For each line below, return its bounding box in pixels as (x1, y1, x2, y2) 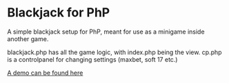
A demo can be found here (7, 69, 83, 77)
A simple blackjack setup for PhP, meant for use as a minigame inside (7, 27, 205, 36)
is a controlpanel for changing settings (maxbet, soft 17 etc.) (7, 55, 178, 63)
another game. (7, 34, 49, 43)
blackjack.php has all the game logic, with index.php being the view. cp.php (7, 48, 222, 56)
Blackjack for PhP (7, 5, 110, 21)
